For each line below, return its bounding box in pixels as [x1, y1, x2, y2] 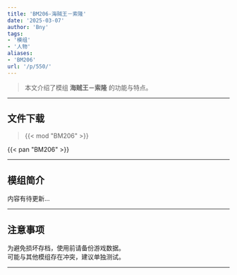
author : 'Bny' [7, 23, 49, 30]
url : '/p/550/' [7, 63, 52, 70]
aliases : [7, 50, 33, 57]
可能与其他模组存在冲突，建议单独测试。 [7, 252, 125, 262]
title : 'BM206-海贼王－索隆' [7, 10, 87, 18]
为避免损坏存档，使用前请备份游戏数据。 [7, 244, 125, 252]
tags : [7, 30, 23, 37]
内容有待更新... [7, 194, 51, 203]
